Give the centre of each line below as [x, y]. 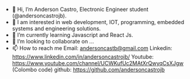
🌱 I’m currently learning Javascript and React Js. [72, 35]
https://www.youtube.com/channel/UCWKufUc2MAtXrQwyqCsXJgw [98, 63]
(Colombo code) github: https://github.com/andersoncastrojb [88, 70]
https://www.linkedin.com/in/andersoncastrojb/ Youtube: [83, 57]
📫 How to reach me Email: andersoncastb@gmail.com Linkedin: [92, 48]
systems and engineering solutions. [56, 28]
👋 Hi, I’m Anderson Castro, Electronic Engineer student [80, 9]
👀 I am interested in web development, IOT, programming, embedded [98, 22]
